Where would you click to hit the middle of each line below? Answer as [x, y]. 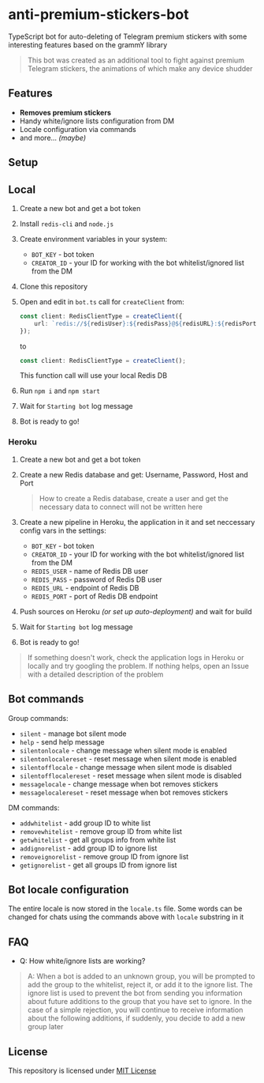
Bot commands [46, 699]
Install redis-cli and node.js [67, 224]
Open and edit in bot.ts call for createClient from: [102, 301]
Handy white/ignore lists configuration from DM [97, 121]
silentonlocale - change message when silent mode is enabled [123, 750]
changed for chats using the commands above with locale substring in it [126, 917]
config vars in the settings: [63, 530]
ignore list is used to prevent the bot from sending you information [135, 993]
